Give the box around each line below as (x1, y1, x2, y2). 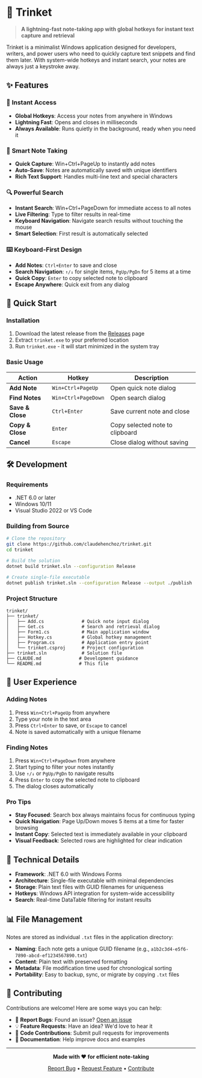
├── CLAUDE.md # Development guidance (6, 655, 138, 662)
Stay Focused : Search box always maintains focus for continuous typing (14, 811, 195, 818)
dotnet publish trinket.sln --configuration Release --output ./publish (6, 579, 192, 586)
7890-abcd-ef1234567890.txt (14, 952, 85, 958)
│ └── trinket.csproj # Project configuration (6, 645, 144, 651)
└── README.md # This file (6, 660, 109, 666)
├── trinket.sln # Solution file (6, 650, 122, 656)
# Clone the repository (6, 535, 66, 542)
